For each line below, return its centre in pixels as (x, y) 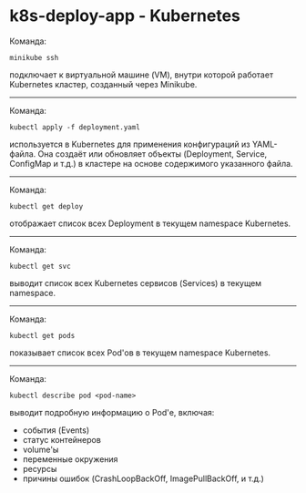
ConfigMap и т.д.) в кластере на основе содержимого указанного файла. (151, 163)
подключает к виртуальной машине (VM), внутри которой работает (142, 75)
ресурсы (40, 468)
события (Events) (56, 430)
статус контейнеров (62, 439)
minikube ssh (34, 57)
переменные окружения (70, 459)
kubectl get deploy (46, 206)
